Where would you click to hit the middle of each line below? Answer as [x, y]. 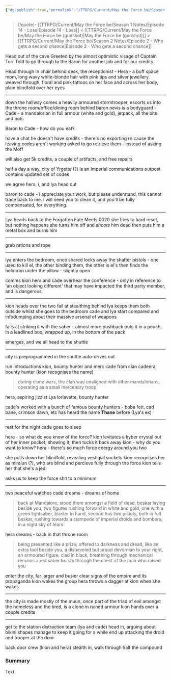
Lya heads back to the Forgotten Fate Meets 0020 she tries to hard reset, [82, 219]
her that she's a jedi [26, 468]
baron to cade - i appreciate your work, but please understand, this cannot [83, 194]
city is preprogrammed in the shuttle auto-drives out [60, 356]
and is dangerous [23, 291]
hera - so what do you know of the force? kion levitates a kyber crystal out [83, 437]
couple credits [20, 612]
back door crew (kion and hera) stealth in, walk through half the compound [84, 647]
